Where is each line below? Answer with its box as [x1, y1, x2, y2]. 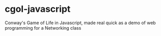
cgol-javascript [5, 3, 71, 15]
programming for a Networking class [5, 25, 82, 31]
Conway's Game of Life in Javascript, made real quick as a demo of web [5, 20, 156, 26]
